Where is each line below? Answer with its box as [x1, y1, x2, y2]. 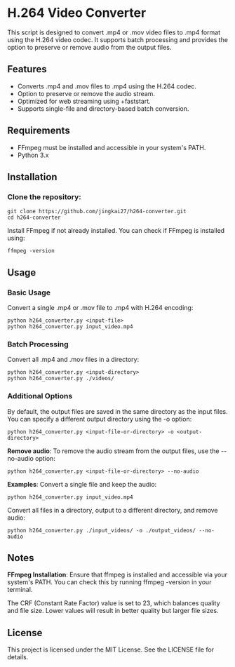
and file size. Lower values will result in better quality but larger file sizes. [7, 607, 219, 615]
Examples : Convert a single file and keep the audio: [7, 480, 157, 488]
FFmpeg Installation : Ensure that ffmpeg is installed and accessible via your [7, 570, 228, 579]
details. [7, 653, 29, 661]
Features [7, 63, 47, 75]
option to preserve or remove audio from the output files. [7, 43, 172, 51]
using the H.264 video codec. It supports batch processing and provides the [7, 35, 228, 43]
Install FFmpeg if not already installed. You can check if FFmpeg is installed [7, 227, 225, 235]
